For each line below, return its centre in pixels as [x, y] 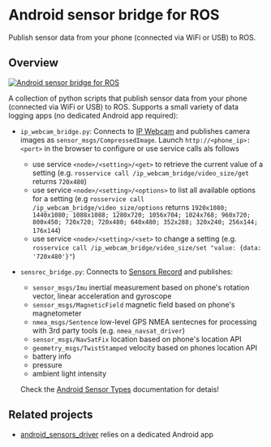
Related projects [51, 415]
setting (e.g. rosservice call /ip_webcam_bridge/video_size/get [140, 173]
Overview [34, 63]
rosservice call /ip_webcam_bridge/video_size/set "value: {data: [147, 248]
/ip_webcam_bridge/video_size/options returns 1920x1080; [130, 207]
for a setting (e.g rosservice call [88, 198]
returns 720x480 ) [59, 181]
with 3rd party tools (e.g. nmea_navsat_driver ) [108, 330]
